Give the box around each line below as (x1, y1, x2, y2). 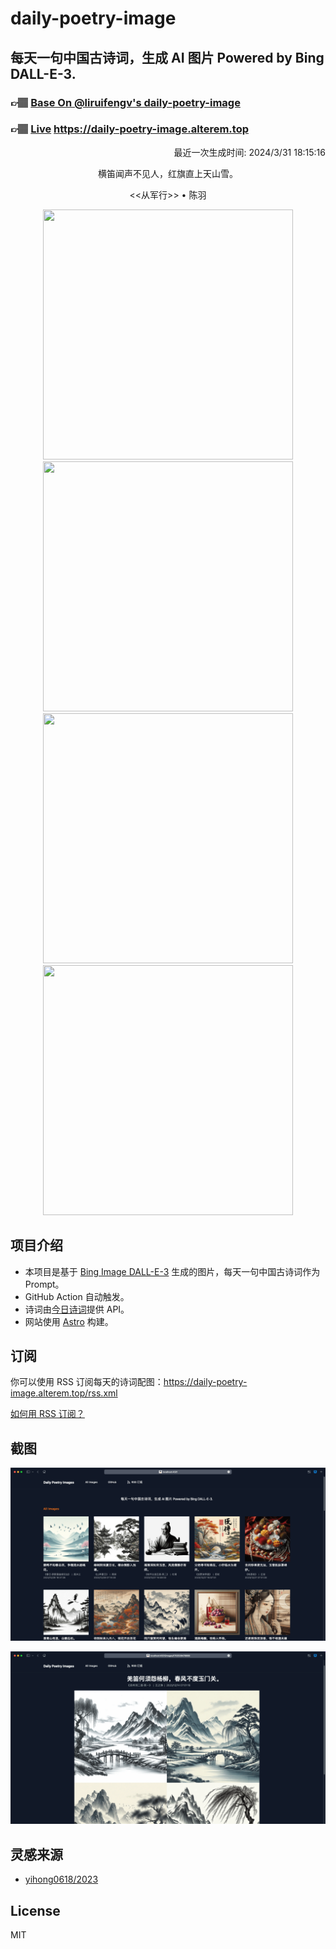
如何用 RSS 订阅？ (10, 1408, 85, 1420)
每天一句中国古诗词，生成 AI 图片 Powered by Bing (10, 49, 325, 66)
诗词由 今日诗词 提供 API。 (24, 1303, 130, 1315)
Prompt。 (24, 1278, 65, 1290)
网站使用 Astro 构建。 (24, 1315, 114, 1327)
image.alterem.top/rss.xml (10, 1387, 118, 1399)
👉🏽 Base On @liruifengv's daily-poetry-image (10, 95, 241, 109)
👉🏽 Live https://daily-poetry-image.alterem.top (10, 122, 249, 136)
